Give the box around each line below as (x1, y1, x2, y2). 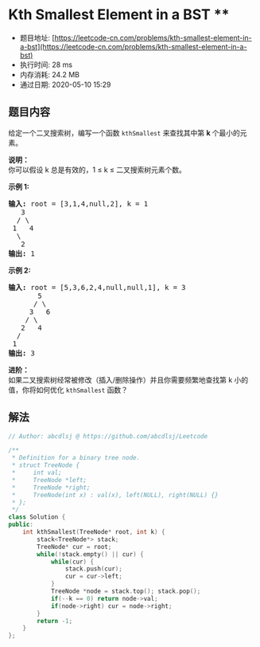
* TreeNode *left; (11, 476, 87, 484)
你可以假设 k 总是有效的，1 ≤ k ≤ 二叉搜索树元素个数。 (8, 165, 187, 174)
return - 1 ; (37, 617, 73, 625)
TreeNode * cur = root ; (37, 543, 112, 551)
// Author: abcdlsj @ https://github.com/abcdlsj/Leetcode (8, 432, 208, 440)
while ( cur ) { (50, 558, 94, 566)
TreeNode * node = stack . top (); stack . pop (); (50, 587, 201, 595)
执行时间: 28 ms (19, 60, 73, 69)
